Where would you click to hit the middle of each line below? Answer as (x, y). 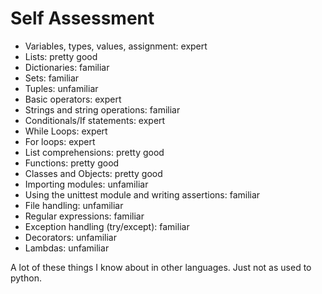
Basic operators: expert (73, 99)
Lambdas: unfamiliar (67, 248)
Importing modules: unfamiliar (86, 184)
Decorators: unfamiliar (70, 237)
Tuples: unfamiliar (61, 88)
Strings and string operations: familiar (102, 109)
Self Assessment (82, 18)
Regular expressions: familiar (84, 216)
